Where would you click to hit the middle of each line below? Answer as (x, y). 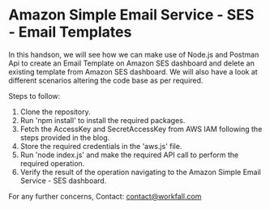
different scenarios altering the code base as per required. (106, 80)
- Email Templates (70, 32)
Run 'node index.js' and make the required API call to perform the (129, 155)
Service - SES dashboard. (63, 181)
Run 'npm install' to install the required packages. (103, 120)
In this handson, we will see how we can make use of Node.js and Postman (134, 54)
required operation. (52, 163)
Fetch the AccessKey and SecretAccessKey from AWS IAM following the (141, 129)
